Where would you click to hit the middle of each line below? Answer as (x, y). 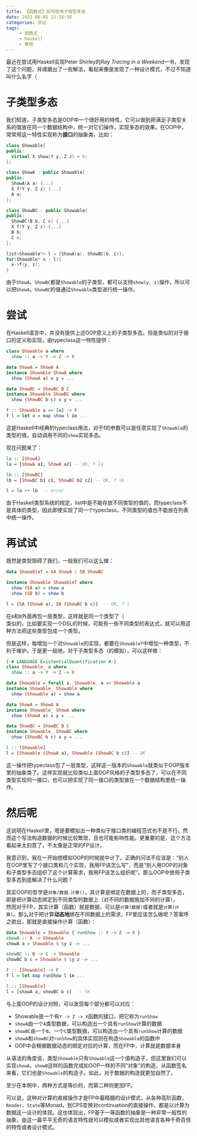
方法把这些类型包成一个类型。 (47, 631)
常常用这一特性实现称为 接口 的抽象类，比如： (60, 134)
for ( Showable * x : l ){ (34, 259)
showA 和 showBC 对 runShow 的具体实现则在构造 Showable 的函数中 (87, 1038)
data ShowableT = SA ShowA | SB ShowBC (55, 572)
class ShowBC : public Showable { (47, 210)
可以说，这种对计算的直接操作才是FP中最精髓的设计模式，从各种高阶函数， (97, 1098)
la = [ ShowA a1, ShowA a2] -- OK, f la (55, 464)
